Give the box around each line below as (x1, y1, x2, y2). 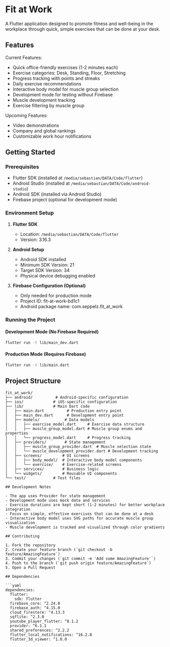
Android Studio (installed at (12, 180, 70, 186)
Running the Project (5, 316, 55, 323)
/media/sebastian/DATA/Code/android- (71, 181, 151, 186)
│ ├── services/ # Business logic (5, 466, 99, 471)
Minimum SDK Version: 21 (20, 262, 75, 268)
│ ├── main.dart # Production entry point (5, 408, 122, 413)
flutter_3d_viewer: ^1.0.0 (10, 636, 67, 642)
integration (5, 507, 31, 512)
